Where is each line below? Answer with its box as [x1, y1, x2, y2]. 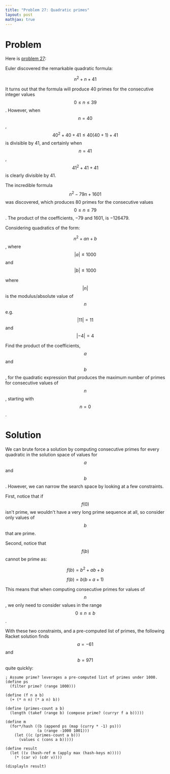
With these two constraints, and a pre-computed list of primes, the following [5, 628, 165, 634]
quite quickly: [5, 665, 34, 671]
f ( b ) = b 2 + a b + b [66, 566, 104, 573]
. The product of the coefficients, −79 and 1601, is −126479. [5, 214, 130, 221]
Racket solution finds [5, 633, 49, 639]
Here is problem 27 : [5, 55, 47, 61]
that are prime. [5, 530, 37, 536]
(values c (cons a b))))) [18, 737, 74, 742]
